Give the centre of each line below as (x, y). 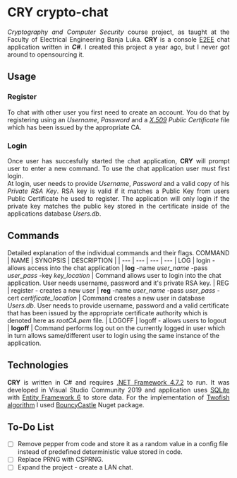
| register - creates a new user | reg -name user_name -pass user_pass (111, 290)
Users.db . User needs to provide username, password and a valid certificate (118, 305)
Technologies (38, 365)
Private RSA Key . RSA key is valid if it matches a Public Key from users (119, 191)
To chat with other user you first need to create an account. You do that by (119, 112)
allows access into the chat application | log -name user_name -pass (108, 268)
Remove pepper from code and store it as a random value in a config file (123, 444)
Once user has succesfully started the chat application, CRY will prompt (119, 161)
